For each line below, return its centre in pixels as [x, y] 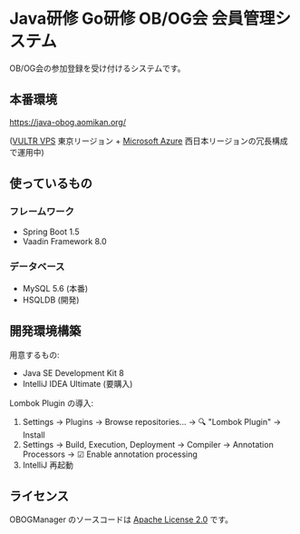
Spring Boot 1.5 [51, 232]
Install [34, 435]
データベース [37, 267]
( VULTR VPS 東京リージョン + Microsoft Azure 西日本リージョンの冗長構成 [149, 141]
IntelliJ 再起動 [48, 465]
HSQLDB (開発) [51, 300]
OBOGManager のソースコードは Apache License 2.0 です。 [121, 519]
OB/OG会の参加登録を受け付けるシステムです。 [97, 68]
